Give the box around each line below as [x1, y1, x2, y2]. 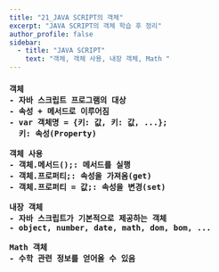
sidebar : [9, 37, 42, 47]
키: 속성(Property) [18, 128, 97, 138]
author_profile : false [9, 29, 93, 38]
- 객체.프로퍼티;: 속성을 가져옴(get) [9, 170, 152, 181]
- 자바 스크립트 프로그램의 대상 [9, 95, 126, 105]
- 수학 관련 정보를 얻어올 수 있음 [9, 253, 136, 263]
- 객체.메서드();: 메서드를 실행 [9, 160, 131, 169]
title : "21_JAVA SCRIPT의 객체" [9, 12, 124, 22]
